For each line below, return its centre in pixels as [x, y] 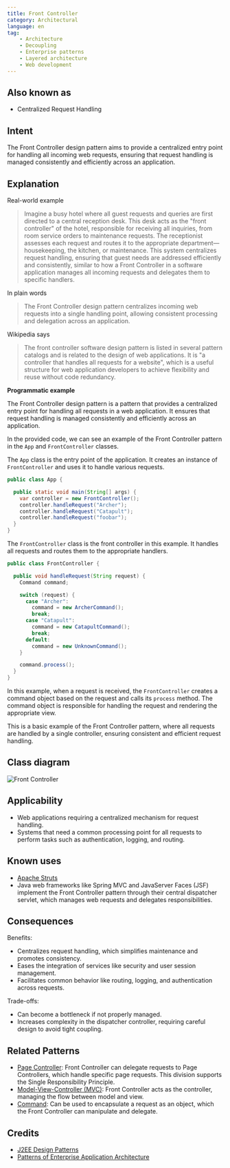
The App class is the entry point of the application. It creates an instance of [112, 460]
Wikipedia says [28, 334]
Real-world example [35, 201]
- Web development [46, 65]
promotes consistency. [49, 959]
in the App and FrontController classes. [63, 447]
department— [200, 243]
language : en [26, 26]
